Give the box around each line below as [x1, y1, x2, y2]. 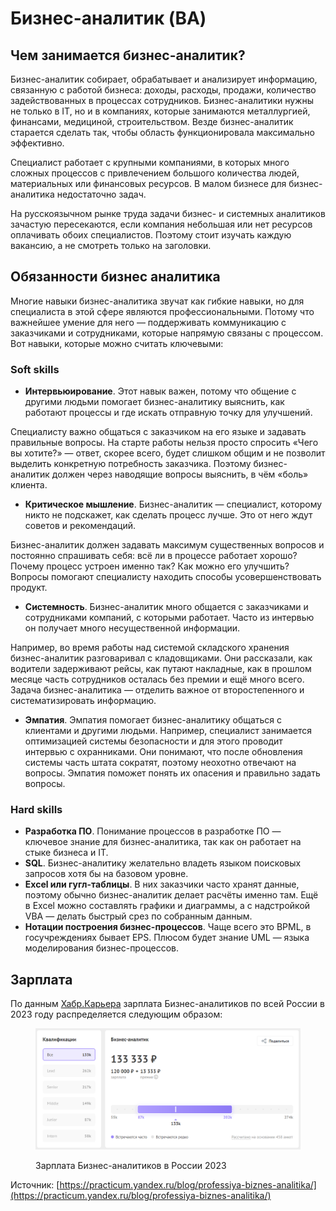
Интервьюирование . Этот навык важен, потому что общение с [24, 385, 297, 397]
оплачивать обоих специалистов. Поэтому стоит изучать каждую [10, 229, 292, 241]
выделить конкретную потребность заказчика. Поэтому [10, 458, 252, 470]
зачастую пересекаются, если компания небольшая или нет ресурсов [10, 218, 313, 230]
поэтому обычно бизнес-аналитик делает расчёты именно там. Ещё [24, 889, 319, 901]
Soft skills [10, 362, 60, 376]
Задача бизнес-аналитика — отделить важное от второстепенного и [10, 684, 305, 696]
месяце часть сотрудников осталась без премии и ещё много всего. [10, 673, 305, 686]
